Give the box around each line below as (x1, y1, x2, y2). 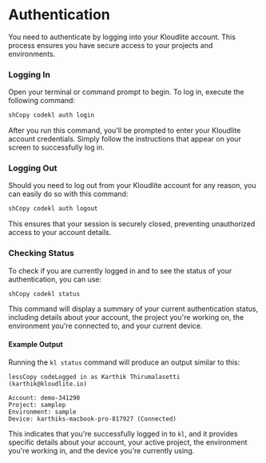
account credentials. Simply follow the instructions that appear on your (8, 134, 241, 144)
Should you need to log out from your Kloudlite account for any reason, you (8, 181, 256, 190)
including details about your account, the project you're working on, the (8, 313, 244, 322)
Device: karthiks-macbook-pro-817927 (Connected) (8, 414, 177, 423)
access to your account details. (8, 228, 112, 237)
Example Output (8, 340, 64, 349)
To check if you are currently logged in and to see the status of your (8, 265, 232, 275)
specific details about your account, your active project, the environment (8, 437, 248, 447)
